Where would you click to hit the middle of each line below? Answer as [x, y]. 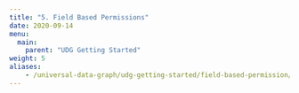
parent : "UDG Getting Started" [83, 50]
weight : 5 [28, 58]
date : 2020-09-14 [41, 26]
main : [28, 42]
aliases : [25, 67]
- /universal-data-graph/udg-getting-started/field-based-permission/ [159, 75]
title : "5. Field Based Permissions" [79, 17]
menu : [19, 34]
